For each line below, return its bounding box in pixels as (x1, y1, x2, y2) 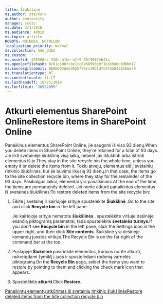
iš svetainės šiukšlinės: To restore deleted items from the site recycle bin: (5, 189, 151, 195)
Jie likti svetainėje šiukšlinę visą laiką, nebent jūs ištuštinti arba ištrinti (5, 152, 145, 159)
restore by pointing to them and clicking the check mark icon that (12, 264, 143, 270)
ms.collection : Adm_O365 (5, 48, 55, 53)
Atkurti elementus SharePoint (5, 106, 127, 116)
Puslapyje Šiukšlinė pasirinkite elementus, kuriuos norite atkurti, (12, 249, 141, 255)
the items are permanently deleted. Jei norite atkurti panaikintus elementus (5, 184, 156, 190)
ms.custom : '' (5, 52, 34, 58)
